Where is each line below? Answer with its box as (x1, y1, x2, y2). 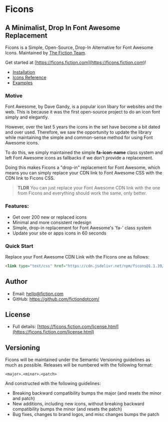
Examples (12, 80, 33, 85)
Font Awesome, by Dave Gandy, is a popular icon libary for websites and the (5, 103, 162, 109)
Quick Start (5, 242, 33, 249)
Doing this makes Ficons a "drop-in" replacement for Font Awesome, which (5, 164, 160, 170)
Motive (5, 92, 22, 99)
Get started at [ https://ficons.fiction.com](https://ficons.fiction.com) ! (5, 59, 146, 65)
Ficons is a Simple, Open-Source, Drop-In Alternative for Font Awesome (5, 44, 153, 50)
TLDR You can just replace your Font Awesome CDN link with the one (17, 185, 160, 191)
